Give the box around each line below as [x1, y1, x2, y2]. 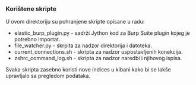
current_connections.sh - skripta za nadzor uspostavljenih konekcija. [14, 48, 183, 55]
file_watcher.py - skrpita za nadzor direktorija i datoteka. [14, 42, 153, 49]
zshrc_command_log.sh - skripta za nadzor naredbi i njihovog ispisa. [14, 55, 182, 62]
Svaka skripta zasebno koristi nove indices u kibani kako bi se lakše [5, 66, 171, 73]
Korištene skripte [5, 5, 57, 13]
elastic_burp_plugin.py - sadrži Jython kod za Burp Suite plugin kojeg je [14, 30, 191, 37]
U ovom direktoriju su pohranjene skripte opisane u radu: [5, 18, 145, 25]
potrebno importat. [14, 36, 61, 43]
